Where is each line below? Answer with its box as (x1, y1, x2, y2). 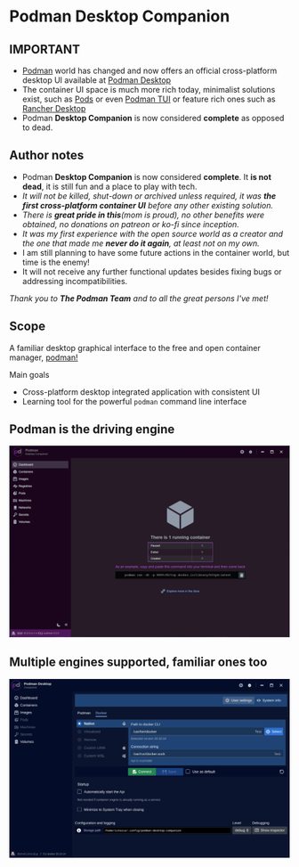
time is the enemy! (21, 257, 91, 267)
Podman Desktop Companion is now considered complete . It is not (21, 171, 271, 182)
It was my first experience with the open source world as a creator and (21, 228, 283, 239)
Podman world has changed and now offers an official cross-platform (21, 65, 278, 76)
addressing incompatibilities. (21, 275, 128, 286)
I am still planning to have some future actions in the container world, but (21, 247, 290, 258)
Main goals (9, 369, 50, 380)
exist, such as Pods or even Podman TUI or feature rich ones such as (21, 94, 276, 104)
